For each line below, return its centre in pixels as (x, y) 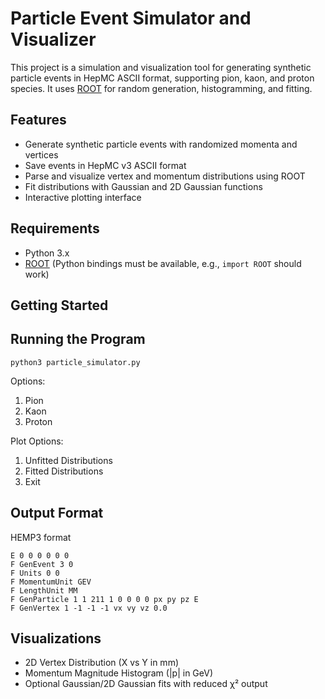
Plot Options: (37, 441)
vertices (41, 154)
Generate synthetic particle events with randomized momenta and (161, 144)
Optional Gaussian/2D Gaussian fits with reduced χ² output (146, 684)
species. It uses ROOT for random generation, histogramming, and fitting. (161, 88)
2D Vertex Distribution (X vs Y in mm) (101, 663)
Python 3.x (47, 253)
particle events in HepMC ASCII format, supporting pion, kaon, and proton (162, 78)
